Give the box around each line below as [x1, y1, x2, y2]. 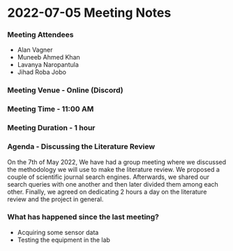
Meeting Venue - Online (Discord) [7, 85, 123, 95]
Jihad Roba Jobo [17, 68, 66, 76]
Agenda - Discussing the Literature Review [7, 142, 156, 152]
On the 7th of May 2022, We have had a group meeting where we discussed [7, 157, 227, 166]
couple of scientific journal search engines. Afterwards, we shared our [7, 173, 210, 181]
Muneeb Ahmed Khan [17, 53, 80, 62]
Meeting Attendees [7, 30, 74, 40]
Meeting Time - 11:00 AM [7, 104, 94, 114]
